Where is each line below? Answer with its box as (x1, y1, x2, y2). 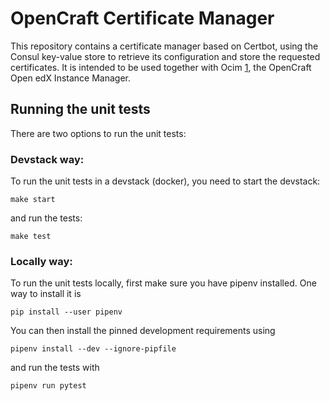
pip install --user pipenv (10, 307, 123, 317)
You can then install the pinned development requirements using (10, 325, 276, 337)
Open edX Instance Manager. (10, 72, 131, 84)
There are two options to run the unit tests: (10, 127, 187, 139)
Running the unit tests (10, 101, 151, 118)
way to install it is (10, 288, 82, 300)
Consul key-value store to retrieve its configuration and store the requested (10, 50, 321, 62)
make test (10, 232, 52, 242)
